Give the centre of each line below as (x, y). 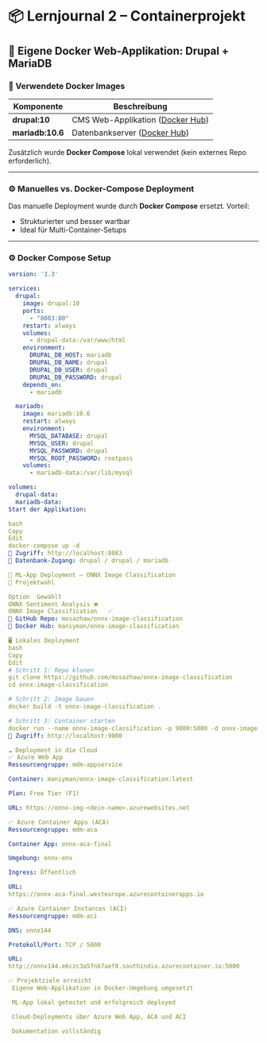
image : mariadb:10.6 (56, 414)
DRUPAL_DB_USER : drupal (69, 370)
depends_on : (42, 384)
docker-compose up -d (44, 546)
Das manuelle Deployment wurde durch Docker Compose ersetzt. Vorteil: (129, 206)
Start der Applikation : (48, 509)
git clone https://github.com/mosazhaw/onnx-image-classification (120, 678)
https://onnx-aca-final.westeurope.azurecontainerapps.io (106, 894)
